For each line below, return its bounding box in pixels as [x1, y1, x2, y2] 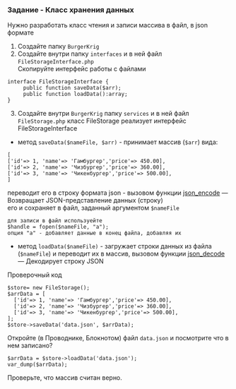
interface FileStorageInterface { [7, 78, 110, 85]
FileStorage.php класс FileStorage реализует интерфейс [17, 116, 187, 125]
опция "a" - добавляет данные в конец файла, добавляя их [7, 229, 182, 237]
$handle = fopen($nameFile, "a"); [7, 224, 110, 231]
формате [7, 28, 34, 37]
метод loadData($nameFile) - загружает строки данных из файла [17, 242, 212, 251]
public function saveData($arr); [23, 85, 122, 92]
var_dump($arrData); [7, 361, 69, 369]
